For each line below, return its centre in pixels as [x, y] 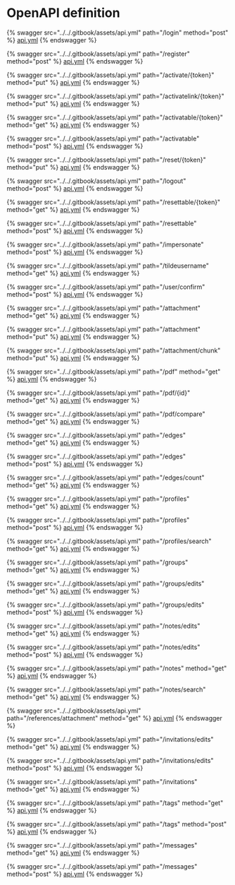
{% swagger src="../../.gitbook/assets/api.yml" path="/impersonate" [106, 244]
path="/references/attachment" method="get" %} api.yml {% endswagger [115, 718]
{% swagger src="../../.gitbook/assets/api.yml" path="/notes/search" [106, 689]
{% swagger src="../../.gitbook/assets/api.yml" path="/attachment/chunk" [114, 350]
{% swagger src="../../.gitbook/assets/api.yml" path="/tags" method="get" [115, 802]
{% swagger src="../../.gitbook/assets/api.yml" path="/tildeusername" [108, 266]
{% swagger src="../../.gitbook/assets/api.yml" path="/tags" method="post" [116, 824]
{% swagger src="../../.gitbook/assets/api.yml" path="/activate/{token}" [110, 75]
